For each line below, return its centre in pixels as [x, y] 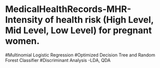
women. [22, 41]
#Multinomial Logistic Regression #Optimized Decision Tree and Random [80, 55]
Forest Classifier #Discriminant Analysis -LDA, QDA [58, 60]
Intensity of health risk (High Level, [79, 20]
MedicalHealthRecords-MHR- [68, 9]
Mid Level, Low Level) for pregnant [78, 30]
